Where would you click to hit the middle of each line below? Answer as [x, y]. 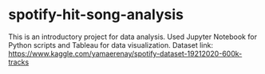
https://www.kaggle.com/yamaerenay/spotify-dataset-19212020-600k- [125, 53]
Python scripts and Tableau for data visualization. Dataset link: [111, 45]
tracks [19, 62]
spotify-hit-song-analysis [96, 15]
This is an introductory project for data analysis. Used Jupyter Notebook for [133, 37]
